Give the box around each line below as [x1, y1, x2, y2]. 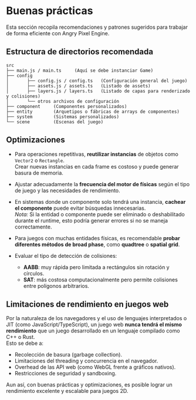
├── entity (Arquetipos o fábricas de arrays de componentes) [6, 109, 180, 115]
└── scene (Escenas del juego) [6, 119, 104, 125]
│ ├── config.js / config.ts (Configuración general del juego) [6, 78, 188, 83]
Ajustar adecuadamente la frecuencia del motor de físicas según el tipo [14, 180, 190, 187]
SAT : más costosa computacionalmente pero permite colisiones [23, 276, 178, 283]
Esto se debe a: [6, 340, 44, 347]
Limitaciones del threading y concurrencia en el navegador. [14, 357, 158, 365]
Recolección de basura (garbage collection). [14, 351, 122, 358]
